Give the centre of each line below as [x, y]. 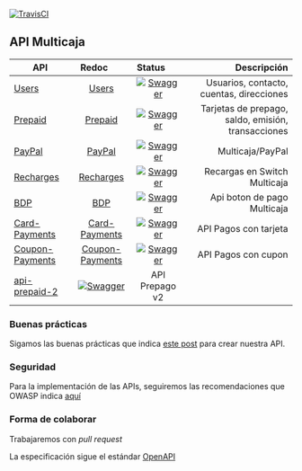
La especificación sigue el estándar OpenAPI [93, 456]
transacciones [258, 130]
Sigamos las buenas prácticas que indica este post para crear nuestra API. [147, 344]
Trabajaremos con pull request [66, 439]
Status [151, 67]
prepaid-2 [36, 291]
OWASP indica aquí [45, 396]
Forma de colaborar [53, 420]
